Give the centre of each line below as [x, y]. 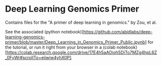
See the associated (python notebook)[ [44, 32]
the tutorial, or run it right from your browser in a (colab [60, 47]
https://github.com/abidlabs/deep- [118, 32]
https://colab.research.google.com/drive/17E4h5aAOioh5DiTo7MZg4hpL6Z [82, 52]
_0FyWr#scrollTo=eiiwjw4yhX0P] [38, 57]
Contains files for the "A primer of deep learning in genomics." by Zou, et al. [81, 22]
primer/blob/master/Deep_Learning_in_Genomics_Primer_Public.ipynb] [76, 42]
